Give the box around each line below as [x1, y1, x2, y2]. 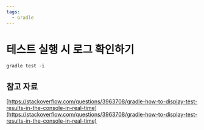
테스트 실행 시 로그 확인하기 [6, 43, 135, 56]
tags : [6, 9, 20, 15]
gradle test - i [6, 63, 45, 69]
